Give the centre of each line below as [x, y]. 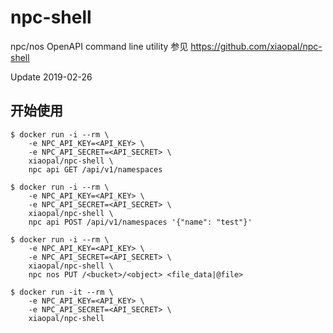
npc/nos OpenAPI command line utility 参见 [99, 46]
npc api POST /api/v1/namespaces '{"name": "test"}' [140, 222]
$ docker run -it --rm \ [62, 292]
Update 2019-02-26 [51, 77]
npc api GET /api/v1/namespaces [95, 169]
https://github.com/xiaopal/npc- [256, 46]
